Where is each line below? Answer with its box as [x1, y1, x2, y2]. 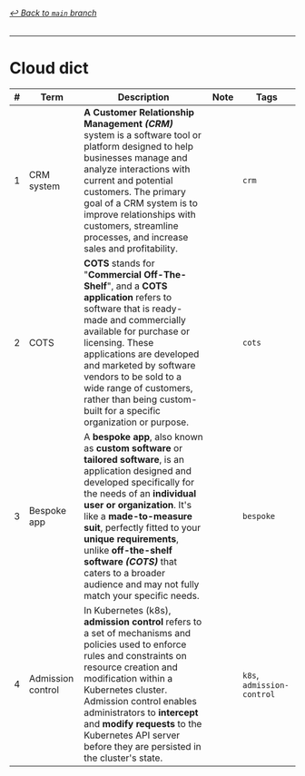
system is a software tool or [84, 129, 202, 142]
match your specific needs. [84, 590, 200, 603]
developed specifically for [84, 476, 195, 489]
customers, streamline [84, 220, 179, 232]
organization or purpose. [84, 416, 189, 428]
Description [117, 91, 170, 103]
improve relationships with [84, 209, 197, 221]
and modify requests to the [84, 718, 202, 731]
